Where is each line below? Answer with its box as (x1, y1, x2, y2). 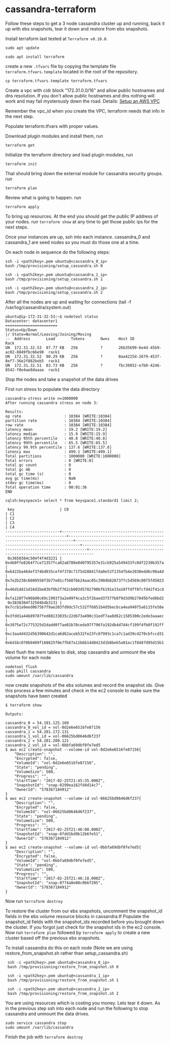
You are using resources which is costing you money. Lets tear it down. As (5, 1000, 160, 1006)
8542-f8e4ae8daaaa (5, 367, 44, 373)
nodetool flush (5, 664, 37, 669)
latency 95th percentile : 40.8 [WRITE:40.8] (5, 435, 108, 441)
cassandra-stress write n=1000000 (5, 396, 78, 401)
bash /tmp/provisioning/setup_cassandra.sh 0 (5, 263, 103, 268)
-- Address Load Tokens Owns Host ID (5, 336, 135, 341)
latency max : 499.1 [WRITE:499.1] (5, 449, 112, 454)
